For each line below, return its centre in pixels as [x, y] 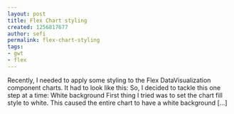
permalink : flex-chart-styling [54, 40]
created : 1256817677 [38, 27]
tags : [15, 47]
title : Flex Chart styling [47, 21]
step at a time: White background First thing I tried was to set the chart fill [115, 95]
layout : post [27, 14]
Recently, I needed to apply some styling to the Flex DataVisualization [109, 80]
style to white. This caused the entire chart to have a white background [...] [117, 103]
